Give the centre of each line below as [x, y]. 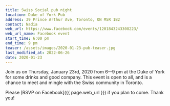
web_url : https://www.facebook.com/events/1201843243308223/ [72, 29]
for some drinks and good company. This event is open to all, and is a [79, 77]
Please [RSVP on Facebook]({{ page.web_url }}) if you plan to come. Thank [84, 93]
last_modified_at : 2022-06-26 [38, 52]
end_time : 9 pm [22, 43]
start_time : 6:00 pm [27, 39]
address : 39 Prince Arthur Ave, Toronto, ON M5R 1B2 [63, 19]
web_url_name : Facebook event [38, 34]
